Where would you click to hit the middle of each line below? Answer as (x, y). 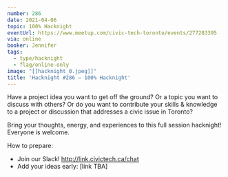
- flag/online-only (41, 65)
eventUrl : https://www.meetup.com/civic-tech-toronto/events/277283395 (112, 33)
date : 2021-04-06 (32, 20)
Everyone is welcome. (39, 132)
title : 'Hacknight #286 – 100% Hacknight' (69, 77)
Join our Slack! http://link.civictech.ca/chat (78, 159)
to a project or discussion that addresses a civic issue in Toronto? (100, 112)
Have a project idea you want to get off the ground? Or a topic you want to (113, 97)
